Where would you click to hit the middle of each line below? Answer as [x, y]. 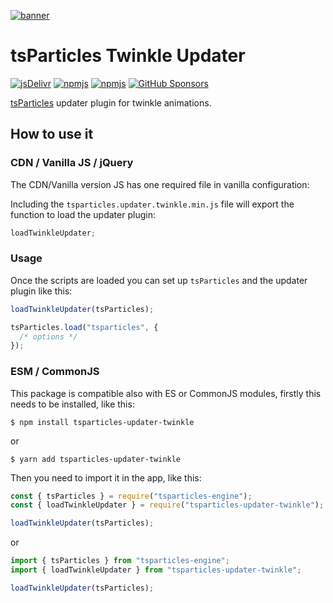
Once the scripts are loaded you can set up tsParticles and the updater [159, 280]
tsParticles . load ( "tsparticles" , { [84, 327]
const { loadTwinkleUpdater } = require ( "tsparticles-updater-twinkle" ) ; [167, 505]
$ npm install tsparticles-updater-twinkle [102, 422]
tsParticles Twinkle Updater [128, 56]
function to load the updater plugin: [83, 214]
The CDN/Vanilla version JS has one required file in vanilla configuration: [160, 184]
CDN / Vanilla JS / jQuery [72, 163]
